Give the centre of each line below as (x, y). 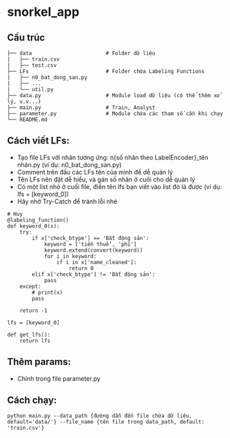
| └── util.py (30, 90)
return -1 (34, 310)
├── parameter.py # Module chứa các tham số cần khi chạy (115, 114)
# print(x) (48, 292)
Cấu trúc (26, 38)
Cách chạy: (32, 400)
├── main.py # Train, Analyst (81, 108)
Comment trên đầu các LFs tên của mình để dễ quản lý (95, 172)
